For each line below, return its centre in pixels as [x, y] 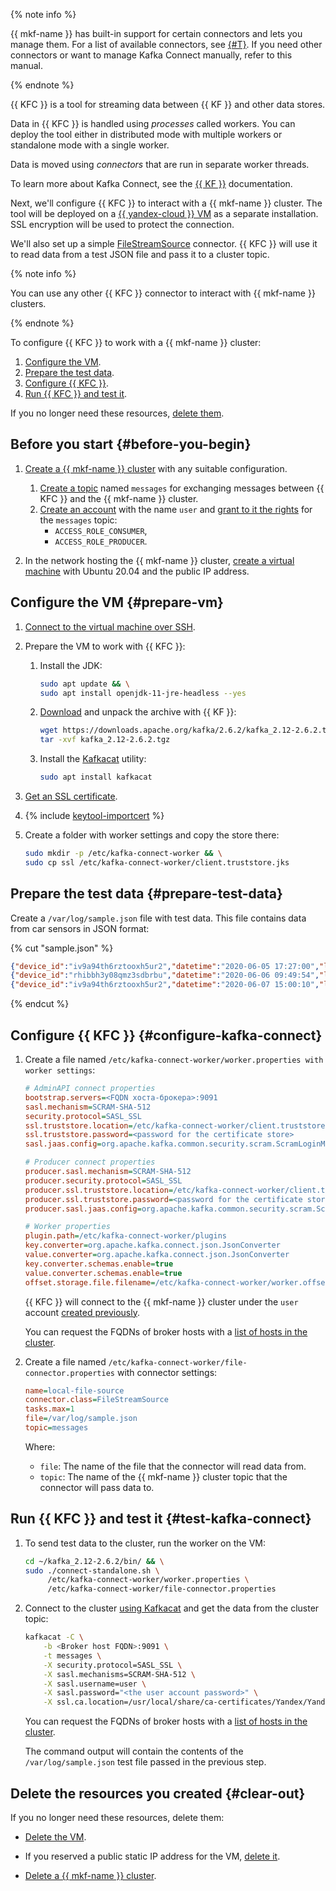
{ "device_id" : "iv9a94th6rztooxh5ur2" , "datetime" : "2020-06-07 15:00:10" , [165, 985]
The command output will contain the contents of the [134, 1751]
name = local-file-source [74, 1390]
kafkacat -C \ [54, 1637]
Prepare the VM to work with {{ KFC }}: [105, 646]
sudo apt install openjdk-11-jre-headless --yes [143, 693]
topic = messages [56, 1428]
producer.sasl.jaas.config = [83, 1209]
